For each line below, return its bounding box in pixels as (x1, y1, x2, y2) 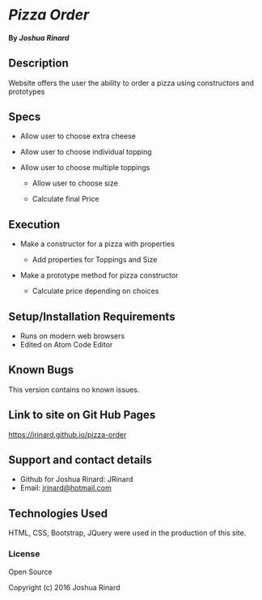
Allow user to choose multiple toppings (19, 163, 150, 172)
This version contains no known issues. (8, 385, 140, 394)
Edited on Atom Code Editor (19, 340, 113, 350)
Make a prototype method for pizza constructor (19, 270, 179, 280)
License (8, 548, 40, 560)
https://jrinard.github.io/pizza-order (8, 429, 127, 439)
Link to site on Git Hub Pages (8, 408, 156, 422)
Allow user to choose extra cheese (19, 131, 136, 141)
